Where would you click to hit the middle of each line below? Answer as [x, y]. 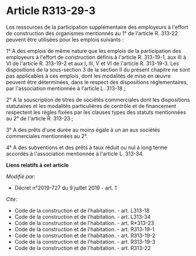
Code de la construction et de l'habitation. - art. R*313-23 [84, 223]
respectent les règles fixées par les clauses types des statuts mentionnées [96, 112]
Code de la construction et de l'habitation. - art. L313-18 [82, 210]
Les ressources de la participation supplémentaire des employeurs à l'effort [97, 27]
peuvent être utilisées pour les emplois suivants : [65, 39]
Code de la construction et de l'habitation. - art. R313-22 [82, 248]
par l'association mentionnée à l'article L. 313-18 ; [66, 88]
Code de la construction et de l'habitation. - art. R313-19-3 [85, 241]
